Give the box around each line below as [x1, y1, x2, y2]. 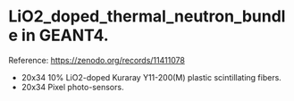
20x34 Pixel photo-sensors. [21, 81, 124, 92]
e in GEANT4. [8, 25, 109, 46]
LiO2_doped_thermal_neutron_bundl [8, 6, 286, 27]
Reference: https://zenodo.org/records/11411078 [8, 55, 185, 65]
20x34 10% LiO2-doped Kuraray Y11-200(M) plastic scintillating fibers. [21, 72, 282, 82]
